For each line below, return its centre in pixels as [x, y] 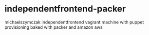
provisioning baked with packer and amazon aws [54, 27]
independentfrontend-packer [65, 9]
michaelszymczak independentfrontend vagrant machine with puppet [74, 22]
